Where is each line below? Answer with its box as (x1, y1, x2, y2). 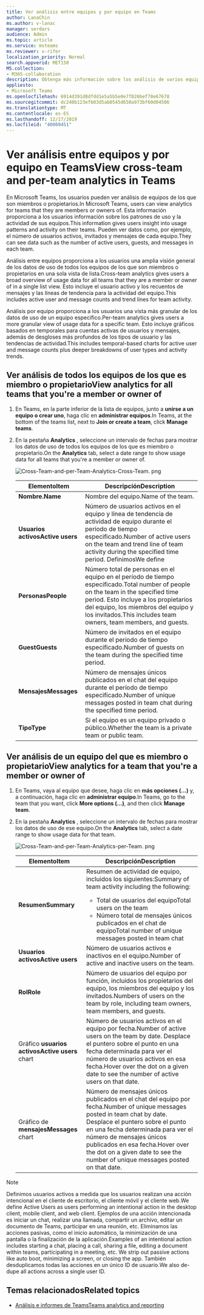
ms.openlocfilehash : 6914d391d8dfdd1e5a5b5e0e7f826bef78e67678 (6, 93, 170, 100)
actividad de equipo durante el (84, 517, 172, 526)
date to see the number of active (86, 1069, 179, 1078)
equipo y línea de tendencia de (84, 509, 173, 518)
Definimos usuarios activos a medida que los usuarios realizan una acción (6, 1190, 191, 1197)
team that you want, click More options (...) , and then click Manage (15, 799, 185, 807)
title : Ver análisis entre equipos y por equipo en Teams (6, 8, 156, 15)
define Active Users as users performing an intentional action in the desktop (6, 1203, 197, 1211)
